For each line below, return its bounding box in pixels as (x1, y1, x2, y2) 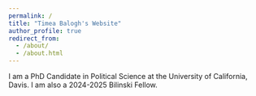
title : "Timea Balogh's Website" (8, 19, 122, 27)
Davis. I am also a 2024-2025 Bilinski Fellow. (8, 80, 158, 90)
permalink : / (8, 11, 53, 20)
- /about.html (15, 49, 63, 57)
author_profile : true (8, 27, 82, 35)
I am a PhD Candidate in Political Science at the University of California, (8, 72, 248, 81)
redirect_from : (8, 34, 60, 43)
